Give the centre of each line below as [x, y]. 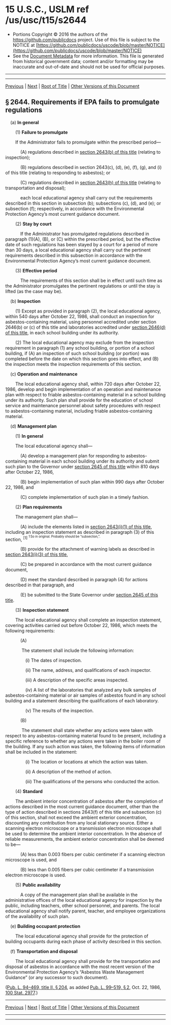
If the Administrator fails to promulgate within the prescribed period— [88, 142]
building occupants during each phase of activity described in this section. [83, 942]
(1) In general [29, 436]
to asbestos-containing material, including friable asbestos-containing [79, 411]
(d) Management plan [33, 426]
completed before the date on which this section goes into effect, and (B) [82, 359]
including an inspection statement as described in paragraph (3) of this [80, 532]
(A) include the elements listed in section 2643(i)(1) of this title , [86, 526]
